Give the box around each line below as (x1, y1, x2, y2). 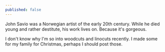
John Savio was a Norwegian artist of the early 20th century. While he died (5, 21, 160, 27)
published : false (5, 7, 41, 12)
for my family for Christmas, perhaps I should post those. (5, 41, 123, 47)
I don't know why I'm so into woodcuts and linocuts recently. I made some (5, 36, 158, 42)
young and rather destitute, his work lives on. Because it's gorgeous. (5, 26, 147, 32)
